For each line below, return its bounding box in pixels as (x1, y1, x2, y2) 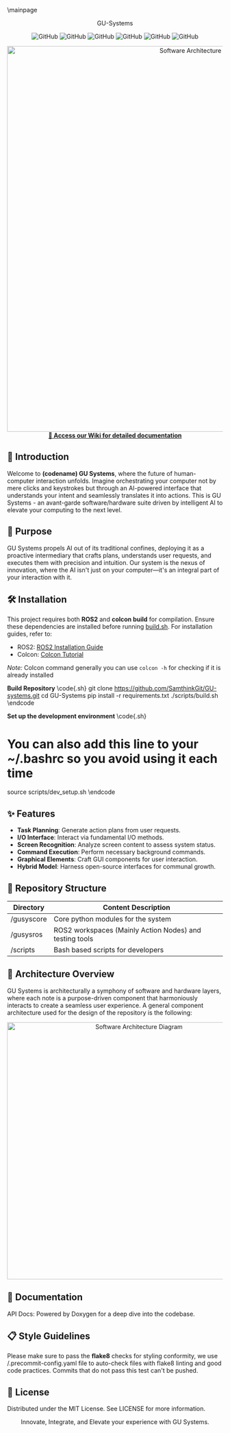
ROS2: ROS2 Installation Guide (16, 643, 104, 651)
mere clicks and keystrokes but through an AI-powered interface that (7, 483, 202, 492)
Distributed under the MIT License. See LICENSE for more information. (7, 1405, 206, 1413)
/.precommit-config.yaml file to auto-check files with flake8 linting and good (7, 1359, 222, 1367)
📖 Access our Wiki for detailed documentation (48, 431, 182, 439)
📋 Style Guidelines (7, 1330, 90, 1342)
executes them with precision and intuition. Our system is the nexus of (7, 558, 205, 566)
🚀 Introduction (7, 451, 70, 463)
